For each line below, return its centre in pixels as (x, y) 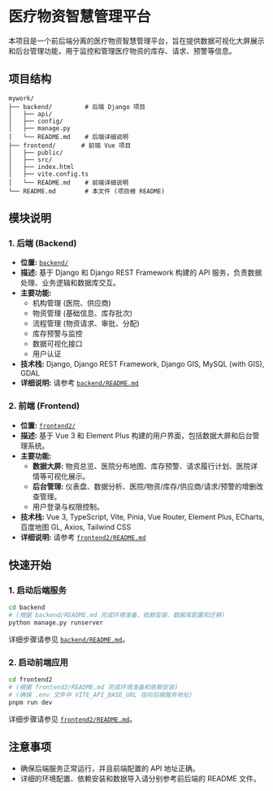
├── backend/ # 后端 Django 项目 (77, 106)
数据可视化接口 (57, 344)
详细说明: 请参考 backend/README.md (80, 383)
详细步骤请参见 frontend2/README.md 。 (72, 719)
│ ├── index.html (41, 167)
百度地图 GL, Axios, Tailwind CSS (76, 527)
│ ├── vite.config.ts (49, 174)
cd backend (27, 608)
